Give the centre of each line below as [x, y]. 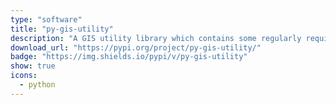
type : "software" [46, 19]
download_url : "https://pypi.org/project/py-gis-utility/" [136, 47]
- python [37, 85]
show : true [33, 66]
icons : [24, 76]
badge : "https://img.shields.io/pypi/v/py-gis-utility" [129, 57]
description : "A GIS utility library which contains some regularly [156, 38]
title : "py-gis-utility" [62, 29]
